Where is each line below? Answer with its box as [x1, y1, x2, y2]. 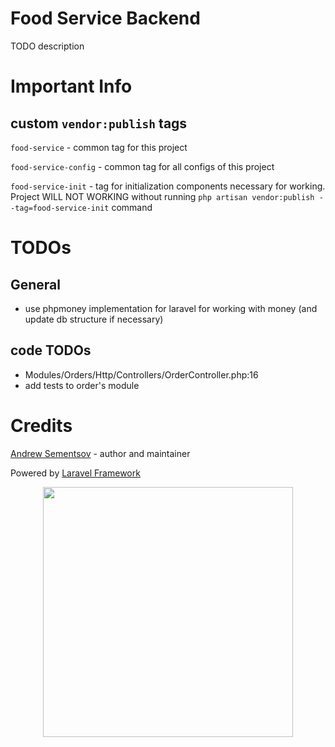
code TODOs [10, 342, 92, 359]
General [10, 276, 62, 293]
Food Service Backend [10, 7, 201, 30]
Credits [10, 414, 73, 437]
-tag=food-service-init [10, 203, 110, 213]
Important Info [10, 75, 133, 98]
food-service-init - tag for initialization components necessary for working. [10, 180, 326, 192]
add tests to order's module [24, 379, 140, 391]
